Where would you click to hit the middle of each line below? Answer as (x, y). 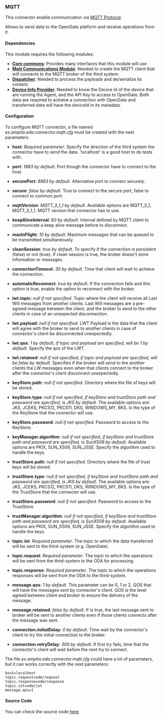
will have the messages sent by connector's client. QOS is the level (79, 590)
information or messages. (38, 259)
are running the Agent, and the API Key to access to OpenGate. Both (81, 95)
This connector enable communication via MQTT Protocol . (64, 18)
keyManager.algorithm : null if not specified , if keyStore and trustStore (83, 437)
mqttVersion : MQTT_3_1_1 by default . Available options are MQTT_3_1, (82, 205)
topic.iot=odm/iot (24, 686)
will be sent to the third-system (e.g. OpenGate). (61, 546)
